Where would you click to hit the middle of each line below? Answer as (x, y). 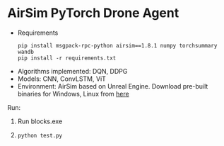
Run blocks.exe (40, 121)
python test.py (40, 135)
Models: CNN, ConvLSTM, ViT (61, 79)
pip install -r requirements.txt (67, 58)
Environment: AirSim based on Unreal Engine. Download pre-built (113, 86)
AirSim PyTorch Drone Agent (93, 13)
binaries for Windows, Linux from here (73, 94)
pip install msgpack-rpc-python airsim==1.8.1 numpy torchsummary (117, 45)
